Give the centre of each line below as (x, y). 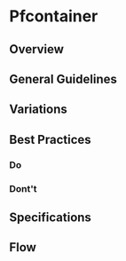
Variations (39, 110)
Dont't (23, 188)
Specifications (50, 217)
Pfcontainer (54, 16)
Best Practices (50, 139)
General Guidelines (63, 79)
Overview (37, 49)
